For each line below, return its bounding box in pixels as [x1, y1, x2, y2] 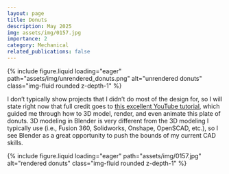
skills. [7, 138, 23, 147]
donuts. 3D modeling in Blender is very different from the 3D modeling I [7, 116, 209, 125]
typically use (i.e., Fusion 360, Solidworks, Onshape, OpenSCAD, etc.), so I [7, 124, 219, 132]
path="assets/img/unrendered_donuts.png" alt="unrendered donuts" [7, 74, 202, 82]
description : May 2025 [7, 23, 72, 29]
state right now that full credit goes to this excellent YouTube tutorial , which [7, 102, 220, 110]
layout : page [7, 10, 45, 17]
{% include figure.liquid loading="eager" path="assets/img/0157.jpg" [7, 151, 202, 160]
